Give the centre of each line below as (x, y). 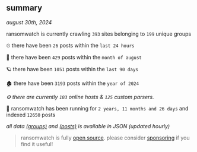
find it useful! (37, 144)
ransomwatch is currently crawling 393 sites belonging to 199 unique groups (99, 34)
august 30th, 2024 (29, 22)
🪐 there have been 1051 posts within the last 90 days (72, 69)
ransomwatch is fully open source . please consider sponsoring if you (105, 138)
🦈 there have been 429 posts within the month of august (74, 57)
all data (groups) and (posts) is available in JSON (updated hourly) (88, 126)
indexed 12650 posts (31, 115)
